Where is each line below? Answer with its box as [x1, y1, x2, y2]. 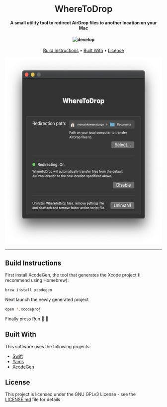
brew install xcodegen [5, 287, 52, 292]
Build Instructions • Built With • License [43, 47, 124, 54]
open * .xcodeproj [5, 306, 41, 312]
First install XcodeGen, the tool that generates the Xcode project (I [5, 271, 141, 278]
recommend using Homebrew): [5, 277, 69, 283]
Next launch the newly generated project [5, 296, 89, 302]
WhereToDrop [54, 3, 113, 14]
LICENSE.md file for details [5, 397, 61, 403]
